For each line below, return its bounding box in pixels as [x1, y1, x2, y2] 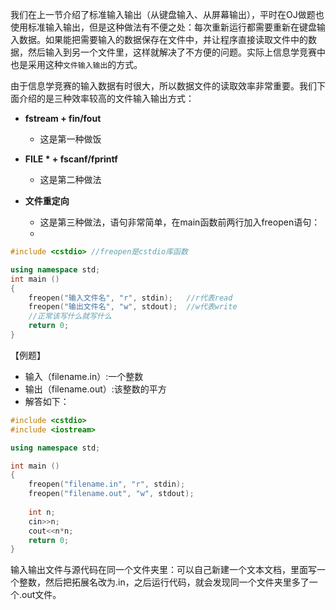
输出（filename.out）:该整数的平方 [24, 383, 167, 395]
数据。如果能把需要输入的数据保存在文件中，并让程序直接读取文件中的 [18, 34, 308, 45]
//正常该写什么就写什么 [28, 311, 112, 322]
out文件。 [21, 589, 62, 601]
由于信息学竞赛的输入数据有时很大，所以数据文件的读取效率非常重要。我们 [10, 80, 317, 92]
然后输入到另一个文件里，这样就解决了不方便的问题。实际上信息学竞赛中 [27, 46, 326, 58]
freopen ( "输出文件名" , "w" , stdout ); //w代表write [28, 302, 238, 312]
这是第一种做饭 [39, 133, 102, 145]
